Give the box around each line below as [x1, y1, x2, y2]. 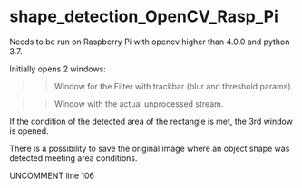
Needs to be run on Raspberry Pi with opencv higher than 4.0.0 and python [9, 36, 290, 47]
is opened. [9, 125, 49, 136]
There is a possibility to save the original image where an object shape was [9, 143, 290, 154]
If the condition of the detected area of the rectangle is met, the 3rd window [9, 116, 293, 127]
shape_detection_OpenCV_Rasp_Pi [9, 6, 279, 27]
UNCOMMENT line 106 [9, 170, 95, 181]
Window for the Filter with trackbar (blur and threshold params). [54, 80, 294, 91]
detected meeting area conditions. [9, 152, 138, 164]
